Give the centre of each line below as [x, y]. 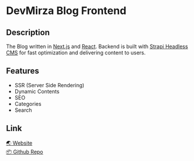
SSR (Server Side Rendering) [50, 85]
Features [23, 71]
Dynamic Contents [37, 91]
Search [23, 110]
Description [28, 32]
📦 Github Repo [25, 152]
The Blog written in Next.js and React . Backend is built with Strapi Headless [97, 46]
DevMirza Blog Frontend [66, 11]
